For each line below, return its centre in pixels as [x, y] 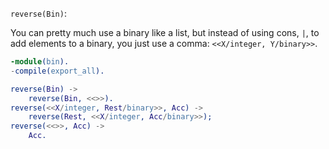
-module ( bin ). [40, 62]
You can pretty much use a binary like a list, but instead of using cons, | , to [165, 32]
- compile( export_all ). [57, 71]
